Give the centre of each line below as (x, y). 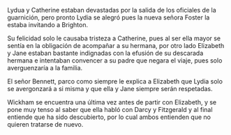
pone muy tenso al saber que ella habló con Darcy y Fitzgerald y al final (110, 110)
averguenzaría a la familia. (45, 68)
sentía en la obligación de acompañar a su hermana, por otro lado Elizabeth (116, 46)
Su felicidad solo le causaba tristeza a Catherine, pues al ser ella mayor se (114, 38)
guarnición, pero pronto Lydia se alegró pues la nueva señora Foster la (109, 17)
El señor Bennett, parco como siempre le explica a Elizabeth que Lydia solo (115, 81)
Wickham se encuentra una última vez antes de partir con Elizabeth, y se (112, 102)
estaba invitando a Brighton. (48, 25)
